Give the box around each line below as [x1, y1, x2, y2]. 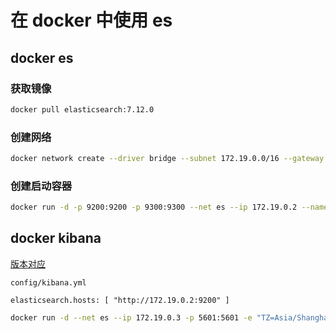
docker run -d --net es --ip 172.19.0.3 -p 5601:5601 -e [10, 312, 253, 323]
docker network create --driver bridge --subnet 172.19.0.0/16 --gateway [10, 154, 325, 164]
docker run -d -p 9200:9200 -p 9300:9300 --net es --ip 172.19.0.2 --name [10, 202, 329, 213]
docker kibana [10, 230, 102, 247]
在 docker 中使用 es [10, 9, 173, 32]
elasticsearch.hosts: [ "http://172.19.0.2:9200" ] [10, 295, 230, 305]
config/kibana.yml [10, 277, 87, 288]
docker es [10, 49, 74, 66]
